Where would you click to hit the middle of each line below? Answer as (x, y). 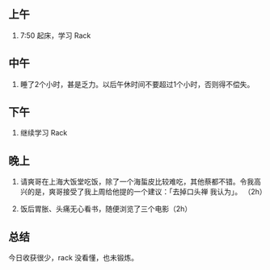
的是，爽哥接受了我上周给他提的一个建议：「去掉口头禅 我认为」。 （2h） (147, 192)
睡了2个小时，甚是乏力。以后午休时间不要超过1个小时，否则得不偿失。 (137, 84)
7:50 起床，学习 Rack (55, 35)
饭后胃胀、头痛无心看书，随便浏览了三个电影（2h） (106, 209)
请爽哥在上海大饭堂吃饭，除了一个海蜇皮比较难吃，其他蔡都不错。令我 (137, 182)
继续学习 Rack (44, 133)
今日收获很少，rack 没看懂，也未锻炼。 (74, 258)
